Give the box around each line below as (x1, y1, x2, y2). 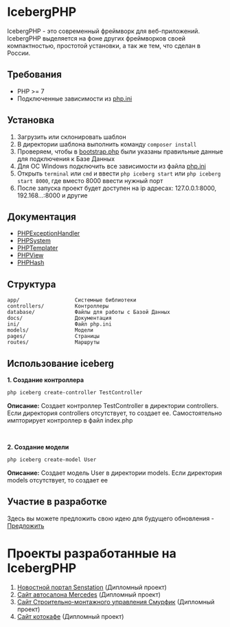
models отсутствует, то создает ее (7, 476, 108, 484)
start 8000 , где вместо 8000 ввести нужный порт (16, 176, 163, 184)
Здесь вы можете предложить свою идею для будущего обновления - (7, 514, 214, 522)
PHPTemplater (16, 244, 58, 252)
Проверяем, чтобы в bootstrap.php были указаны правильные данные (16, 147, 223, 156)
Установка (7, 114, 55, 126)
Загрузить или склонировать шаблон (16, 132, 126, 141)
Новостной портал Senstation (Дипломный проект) (16, 583, 167, 591)
